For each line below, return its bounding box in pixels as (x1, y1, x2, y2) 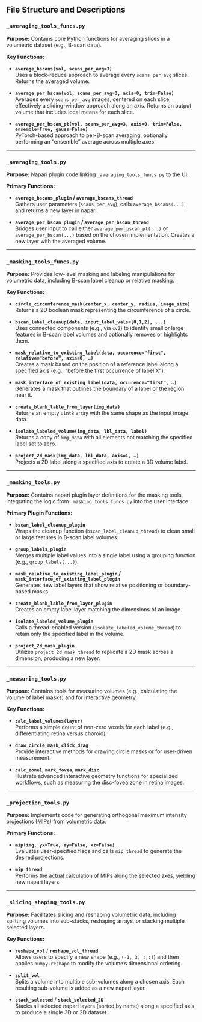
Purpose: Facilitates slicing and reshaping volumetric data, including (6, 911, 176, 919)
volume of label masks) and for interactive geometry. (6, 694, 137, 701)
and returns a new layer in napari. (14, 207, 99, 214)
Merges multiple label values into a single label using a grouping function (14, 551, 196, 558)
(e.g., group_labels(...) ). (14, 558, 79, 565)
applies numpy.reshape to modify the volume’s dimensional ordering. (14, 960, 183, 967)
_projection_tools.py (6, 799, 70, 806)
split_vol (14, 973, 40, 979)
